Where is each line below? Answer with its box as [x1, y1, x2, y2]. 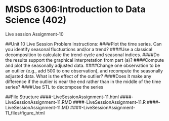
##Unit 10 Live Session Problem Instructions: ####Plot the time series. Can [5, 41, 162, 47]
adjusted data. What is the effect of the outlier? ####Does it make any [5, 73, 152, 79]
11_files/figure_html [5, 110, 45, 116]
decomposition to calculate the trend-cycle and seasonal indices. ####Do [5, 52, 160, 58]
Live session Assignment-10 [5, 31, 64, 37]
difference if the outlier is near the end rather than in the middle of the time [5, 78, 161, 85]
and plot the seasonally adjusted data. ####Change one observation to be [5, 62, 160, 68]
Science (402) [5, 14, 67, 26]
